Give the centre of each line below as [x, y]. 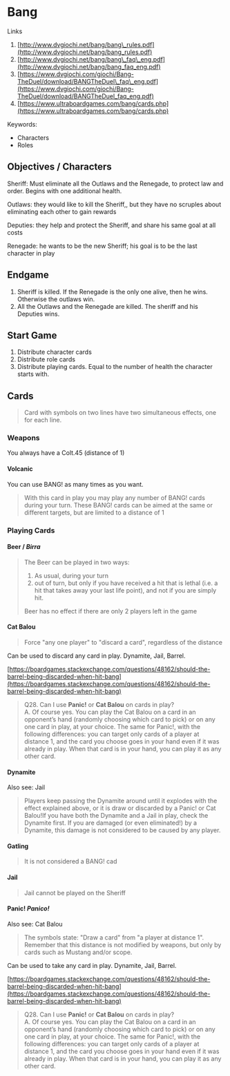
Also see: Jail [26, 787]
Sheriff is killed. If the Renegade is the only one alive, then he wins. [113, 292]
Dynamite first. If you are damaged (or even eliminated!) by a [111, 823]
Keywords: [22, 124]
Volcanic [20, 469]
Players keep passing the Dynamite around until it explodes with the [121, 801]
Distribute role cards [46, 359]
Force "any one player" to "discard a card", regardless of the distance [123, 643]
